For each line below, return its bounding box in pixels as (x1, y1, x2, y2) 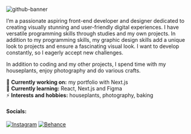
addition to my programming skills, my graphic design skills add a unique (6, 36, 185, 43)
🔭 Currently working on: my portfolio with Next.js (6, 78, 128, 86)
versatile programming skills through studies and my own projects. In (6, 30, 176, 37)
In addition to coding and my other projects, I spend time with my (6, 60, 166, 68)
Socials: (6, 108, 27, 115)
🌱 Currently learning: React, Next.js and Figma (6, 85, 122, 92)
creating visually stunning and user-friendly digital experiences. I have (6, 24, 179, 31)
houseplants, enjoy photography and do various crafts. (6, 67, 141, 74)
